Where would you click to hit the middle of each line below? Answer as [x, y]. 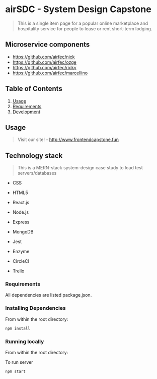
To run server [19, 362]
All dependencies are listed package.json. [49, 295]
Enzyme [21, 252]
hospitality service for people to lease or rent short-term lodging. [85, 28]
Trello [18, 271]
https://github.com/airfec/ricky [44, 67]
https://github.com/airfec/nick [44, 57]
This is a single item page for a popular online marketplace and [83, 23]
